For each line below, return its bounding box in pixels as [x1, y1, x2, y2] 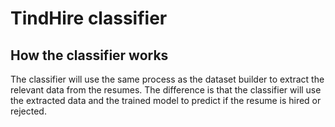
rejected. [10, 105, 47, 117]
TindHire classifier [10, 7, 168, 30]
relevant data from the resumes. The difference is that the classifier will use [10, 84, 322, 96]
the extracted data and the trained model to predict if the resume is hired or [10, 95, 322, 106]
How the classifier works [10, 47, 169, 64]
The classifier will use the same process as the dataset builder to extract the [10, 73, 325, 85]
